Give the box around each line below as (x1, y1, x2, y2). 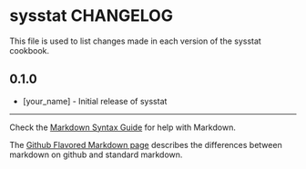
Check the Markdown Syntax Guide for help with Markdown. (9, 122, 237, 133)
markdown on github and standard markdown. (9, 149, 183, 160)
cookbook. (9, 45, 50, 55)
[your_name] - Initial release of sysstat (22, 95, 168, 106)
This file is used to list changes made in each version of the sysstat (9, 35, 261, 46)
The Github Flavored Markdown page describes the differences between (9, 139, 282, 150)
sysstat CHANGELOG (9, 5, 173, 26)
